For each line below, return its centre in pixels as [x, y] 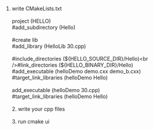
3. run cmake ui [31, 121]
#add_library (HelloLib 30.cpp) [49, 46]
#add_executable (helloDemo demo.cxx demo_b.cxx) [76, 71]
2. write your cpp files [38, 109]
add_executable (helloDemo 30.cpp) [56, 90]
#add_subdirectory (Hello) [43, 27]
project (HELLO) [31, 21]
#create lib [25, 40]
